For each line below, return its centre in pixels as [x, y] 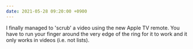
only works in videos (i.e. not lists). [48, 40]
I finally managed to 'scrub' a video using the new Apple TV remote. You [93, 28]
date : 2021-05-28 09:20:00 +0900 [47, 11]
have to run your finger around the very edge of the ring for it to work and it [97, 34]
